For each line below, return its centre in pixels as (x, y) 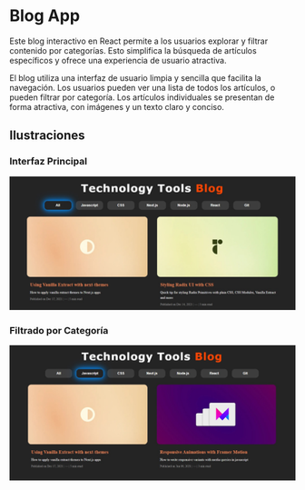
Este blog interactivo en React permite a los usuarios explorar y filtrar (139, 41)
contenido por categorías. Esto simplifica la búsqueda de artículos (133, 50)
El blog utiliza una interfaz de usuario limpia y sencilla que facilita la (135, 77)
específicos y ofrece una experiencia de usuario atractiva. (118, 60)
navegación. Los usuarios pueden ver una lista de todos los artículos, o (143, 87)
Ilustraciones (47, 136)
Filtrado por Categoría (59, 330)
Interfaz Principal (49, 162)
